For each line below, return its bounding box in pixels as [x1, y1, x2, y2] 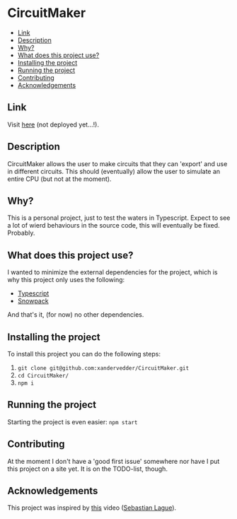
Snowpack [17, 297, 49, 305]
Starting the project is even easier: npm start [7, 417, 138, 426]
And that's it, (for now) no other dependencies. [7, 310, 144, 319]
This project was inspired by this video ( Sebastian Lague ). [7, 503, 177, 512]
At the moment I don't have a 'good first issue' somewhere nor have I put [7, 457, 220, 465]
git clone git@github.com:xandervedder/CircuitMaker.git [17, 365, 190, 372]
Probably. [7, 228, 35, 238]
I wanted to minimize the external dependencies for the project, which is [7, 268, 218, 276]
